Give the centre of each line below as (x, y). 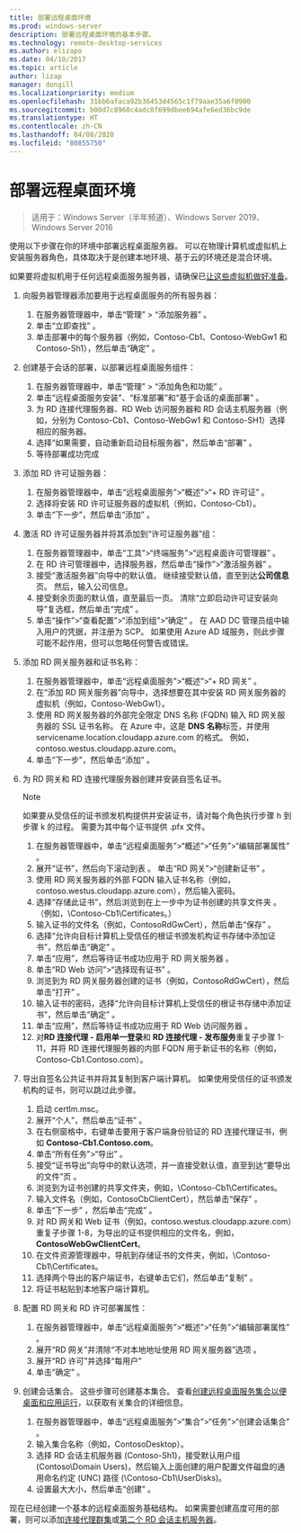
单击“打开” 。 (60, 991)
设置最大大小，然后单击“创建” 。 (95, 1489)
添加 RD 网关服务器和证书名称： (81, 661)
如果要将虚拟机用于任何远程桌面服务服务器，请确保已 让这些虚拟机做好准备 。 (151, 276)
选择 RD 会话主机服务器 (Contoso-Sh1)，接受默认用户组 (138, 1455)
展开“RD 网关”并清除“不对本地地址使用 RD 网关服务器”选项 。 (149, 1349)
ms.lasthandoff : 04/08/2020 (62, 135)
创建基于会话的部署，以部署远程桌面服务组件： (109, 367)
